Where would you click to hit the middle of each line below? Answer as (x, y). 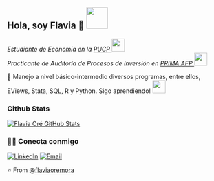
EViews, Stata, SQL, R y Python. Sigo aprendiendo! (79, 91)
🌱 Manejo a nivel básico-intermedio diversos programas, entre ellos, (104, 76)
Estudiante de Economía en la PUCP (58, 49)
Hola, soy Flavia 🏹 (46, 26)
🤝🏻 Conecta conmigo (43, 142)
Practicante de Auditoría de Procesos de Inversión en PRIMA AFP (100, 63)
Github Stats (29, 109)
